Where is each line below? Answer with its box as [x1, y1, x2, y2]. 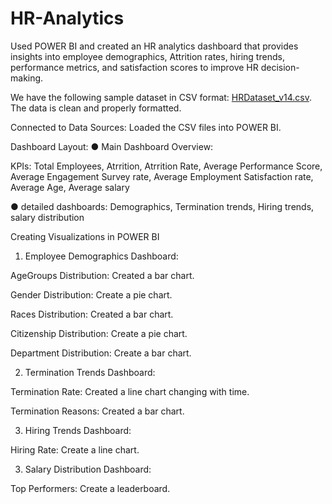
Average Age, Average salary [10, 181, 130, 193]
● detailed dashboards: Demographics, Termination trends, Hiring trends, [10, 200, 315, 212]
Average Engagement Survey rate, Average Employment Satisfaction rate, [10, 170, 314, 182]
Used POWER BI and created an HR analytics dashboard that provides [10, 40, 299, 52]
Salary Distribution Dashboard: [24, 463, 152, 475]
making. [10, 72, 44, 84]
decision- [260, 61, 300, 73]
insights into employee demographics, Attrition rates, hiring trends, [10, 50, 285, 62]
